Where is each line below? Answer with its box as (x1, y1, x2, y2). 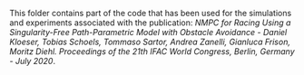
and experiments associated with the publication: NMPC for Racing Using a (9, 17, 291, 28)
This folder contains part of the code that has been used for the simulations (9, 8, 292, 18)
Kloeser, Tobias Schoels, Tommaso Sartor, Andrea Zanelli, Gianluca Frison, (9, 36, 290, 47)
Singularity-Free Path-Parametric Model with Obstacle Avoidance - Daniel (9, 27, 288, 37)
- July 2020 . (9, 56, 56, 66)
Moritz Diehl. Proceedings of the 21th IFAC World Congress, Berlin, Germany (9, 46, 295, 57)
